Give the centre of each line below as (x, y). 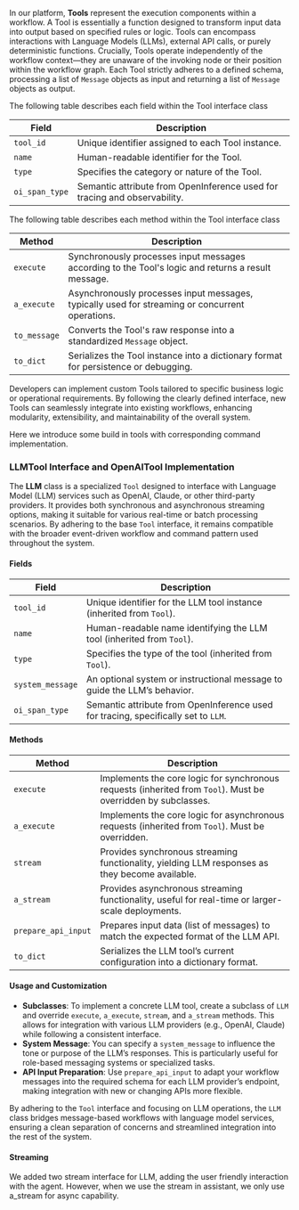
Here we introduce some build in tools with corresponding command (135, 434)
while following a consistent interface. (92, 1034)
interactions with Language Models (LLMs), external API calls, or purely (140, 41)
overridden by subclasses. (155, 800)
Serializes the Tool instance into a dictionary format (175, 356)
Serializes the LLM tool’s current (167, 951)
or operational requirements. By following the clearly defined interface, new (148, 398)
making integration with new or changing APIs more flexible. (132, 1091)
